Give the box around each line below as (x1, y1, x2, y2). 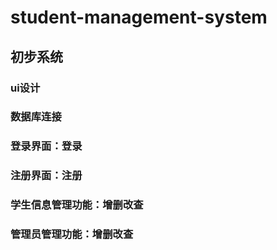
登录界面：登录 (10, 139, 83, 153)
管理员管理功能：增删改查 (10, 227, 134, 241)
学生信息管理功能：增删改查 (10, 198, 144, 212)
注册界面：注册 (10, 169, 83, 183)
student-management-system (10, 6, 268, 29)
